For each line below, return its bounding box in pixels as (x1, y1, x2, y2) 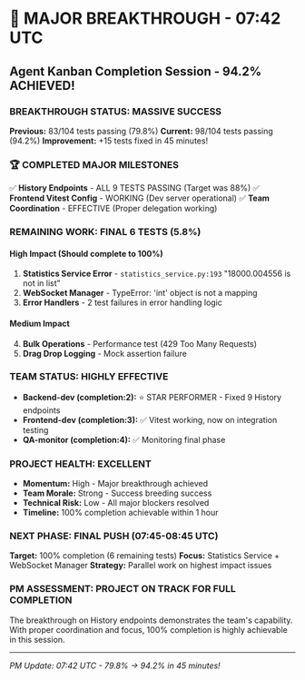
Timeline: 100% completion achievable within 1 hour (22, 508, 220, 518)
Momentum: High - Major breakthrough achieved (22, 478, 209, 489)
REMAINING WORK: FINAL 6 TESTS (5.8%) (9, 226, 202, 239)
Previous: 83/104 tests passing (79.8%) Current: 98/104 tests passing (9, 125, 274, 136)
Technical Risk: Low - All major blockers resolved (22, 498, 210, 508)
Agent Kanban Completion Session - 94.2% (9, 64, 261, 79)
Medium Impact (9, 318, 70, 329)
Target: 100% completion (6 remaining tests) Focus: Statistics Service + (9, 550, 280, 561)
